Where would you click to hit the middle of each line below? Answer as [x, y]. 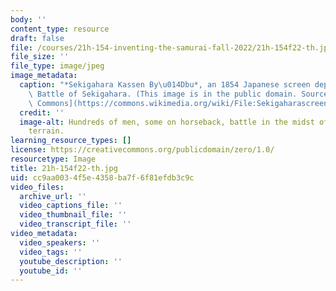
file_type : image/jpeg [57, 66]
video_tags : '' [51, 252]
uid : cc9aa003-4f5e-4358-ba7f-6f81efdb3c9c [102, 177]
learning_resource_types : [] [71, 141]
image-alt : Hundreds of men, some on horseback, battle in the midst [167, 122]
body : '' [28, 19]
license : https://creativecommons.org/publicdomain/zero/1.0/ [142, 150]
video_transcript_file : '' [75, 224]
